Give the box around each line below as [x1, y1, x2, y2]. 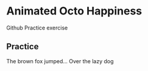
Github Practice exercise [6, 24, 68, 31]
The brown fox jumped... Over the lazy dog [6, 57, 114, 64]
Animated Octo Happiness [6, 4, 143, 18]
